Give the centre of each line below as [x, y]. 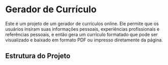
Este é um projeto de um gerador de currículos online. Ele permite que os [82, 24]
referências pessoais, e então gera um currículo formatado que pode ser [81, 34]
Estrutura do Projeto [38, 56]
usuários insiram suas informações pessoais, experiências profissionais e [82, 29]
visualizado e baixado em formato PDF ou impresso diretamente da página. [84, 40]
